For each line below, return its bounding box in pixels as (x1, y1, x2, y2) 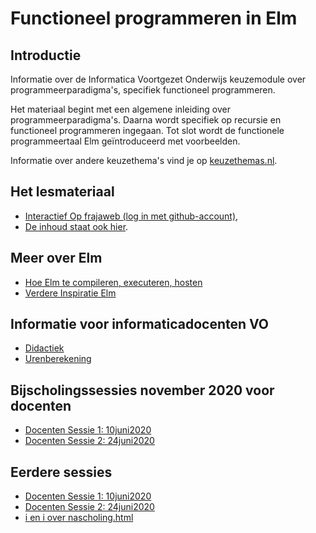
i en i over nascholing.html (24, 512, 134, 524)
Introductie (10, 47, 82, 64)
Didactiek (24, 342, 65, 354)
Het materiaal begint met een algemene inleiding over (10, 103, 231, 115)
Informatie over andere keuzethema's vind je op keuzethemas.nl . (10, 155, 278, 166)
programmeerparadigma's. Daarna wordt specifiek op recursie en (10, 114, 282, 126)
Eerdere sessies (10, 463, 113, 481)
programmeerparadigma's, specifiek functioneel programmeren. (10, 84, 276, 96)
